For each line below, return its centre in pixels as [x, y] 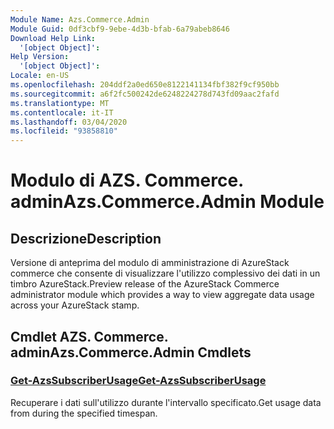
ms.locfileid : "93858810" [64, 131]
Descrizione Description [86, 238]
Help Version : [40, 57]
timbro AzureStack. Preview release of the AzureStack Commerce [145, 284]
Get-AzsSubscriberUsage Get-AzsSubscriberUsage [138, 381]
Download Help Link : [53, 38]
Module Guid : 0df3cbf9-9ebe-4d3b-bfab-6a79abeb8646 [120, 29]
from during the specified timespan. [84, 413]
